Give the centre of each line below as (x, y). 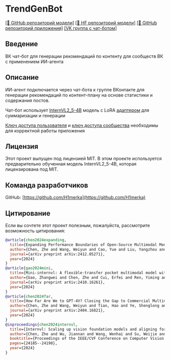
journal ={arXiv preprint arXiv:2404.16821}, (57, 311)
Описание (22, 78)
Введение (22, 44)
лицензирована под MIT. (32, 169)
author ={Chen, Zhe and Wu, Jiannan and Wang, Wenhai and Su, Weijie (83, 334)
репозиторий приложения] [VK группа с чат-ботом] (61, 28)
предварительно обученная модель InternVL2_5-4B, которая (71, 164)
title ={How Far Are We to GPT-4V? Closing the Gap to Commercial (80, 301)
